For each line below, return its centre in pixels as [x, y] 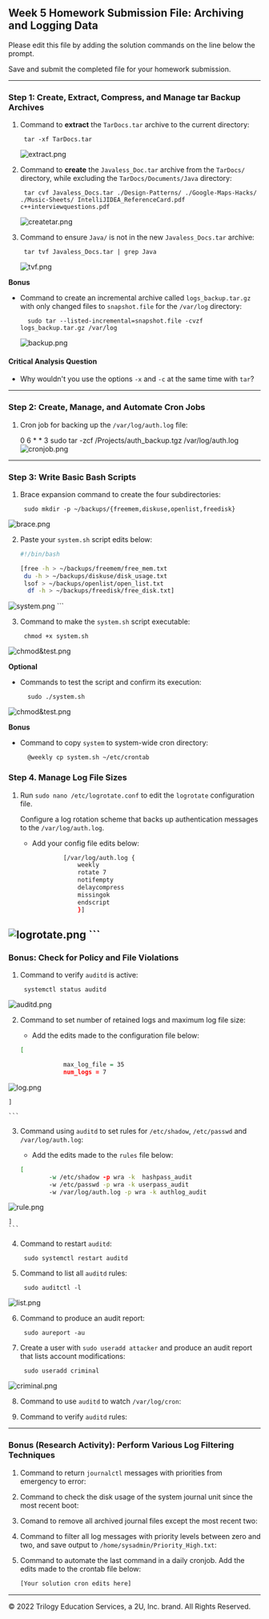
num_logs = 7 [84, 1072]
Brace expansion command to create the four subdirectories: [120, 494]
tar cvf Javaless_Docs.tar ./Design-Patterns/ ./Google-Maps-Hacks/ [141, 193]
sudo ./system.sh [56, 697]
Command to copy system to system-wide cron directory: [114, 743]
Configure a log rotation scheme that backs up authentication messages [139, 819]
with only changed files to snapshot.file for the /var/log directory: [131, 307]
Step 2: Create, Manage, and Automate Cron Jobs [107, 408]
